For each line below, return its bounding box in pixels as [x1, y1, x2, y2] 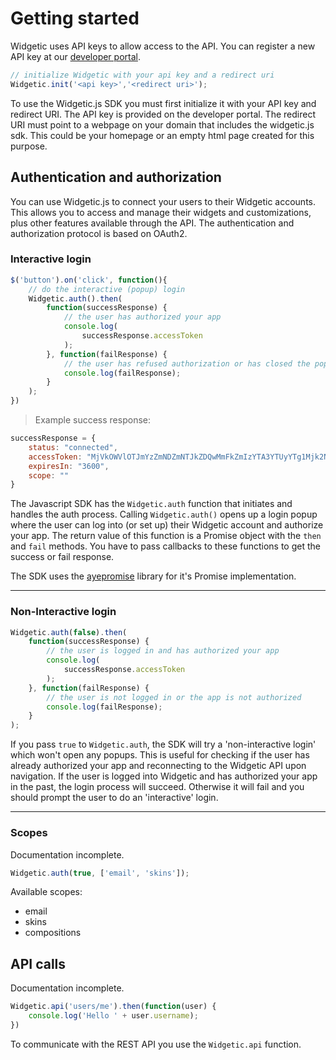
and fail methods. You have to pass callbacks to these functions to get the [10, 540, 321, 552]
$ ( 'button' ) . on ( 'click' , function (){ [10, 275, 168, 285]
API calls [10, 955, 67, 972]
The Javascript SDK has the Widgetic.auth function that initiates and [10, 498, 293, 510]
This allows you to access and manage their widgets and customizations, [10, 206, 312, 218]
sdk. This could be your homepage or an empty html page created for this [10, 129, 315, 141]
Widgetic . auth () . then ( [28, 293, 123, 304]
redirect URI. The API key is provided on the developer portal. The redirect [10, 108, 316, 120]
